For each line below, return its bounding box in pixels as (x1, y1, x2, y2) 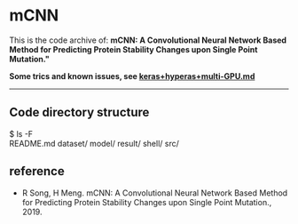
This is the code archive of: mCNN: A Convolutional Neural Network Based (9, 35, 286, 45)
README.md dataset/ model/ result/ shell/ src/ (9, 138, 179, 148)
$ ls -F (9, 128, 34, 139)
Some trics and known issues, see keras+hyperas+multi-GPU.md (9, 70, 255, 81)
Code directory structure (9, 105, 150, 120)
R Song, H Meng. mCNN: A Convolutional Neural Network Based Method (21, 188, 288, 198)
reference (9, 164, 65, 179)
